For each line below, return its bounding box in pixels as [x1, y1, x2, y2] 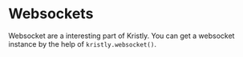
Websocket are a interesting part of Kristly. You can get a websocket [8, 31, 235, 40]
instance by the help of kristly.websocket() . [8, 39, 156, 48]
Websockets [8, 5, 94, 23]
